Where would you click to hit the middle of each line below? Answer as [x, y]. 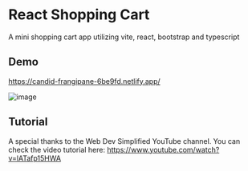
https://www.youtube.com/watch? [163, 149]
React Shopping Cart [79, 15]
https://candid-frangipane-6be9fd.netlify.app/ [84, 81]
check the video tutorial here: [57, 149]
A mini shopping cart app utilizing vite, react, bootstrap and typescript [124, 37]
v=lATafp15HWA [35, 158]
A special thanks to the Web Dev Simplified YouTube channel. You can [124, 141]
